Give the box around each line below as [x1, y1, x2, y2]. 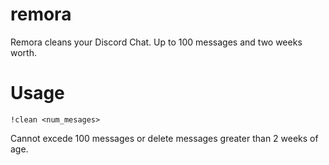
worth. [10, 46, 37, 58]
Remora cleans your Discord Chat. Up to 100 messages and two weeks [10, 36, 303, 48]
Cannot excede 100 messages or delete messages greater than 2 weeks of [10, 132, 319, 144]
